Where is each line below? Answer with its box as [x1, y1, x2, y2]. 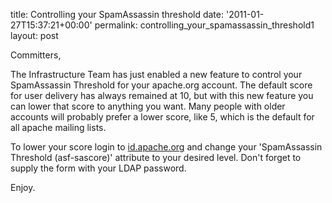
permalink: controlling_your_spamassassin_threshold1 [94, 19, 315, 31]
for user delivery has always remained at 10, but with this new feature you [10, 90, 314, 101]
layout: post [10, 30, 59, 41]
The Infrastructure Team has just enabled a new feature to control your [10, 69, 303, 80]
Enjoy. [10, 182, 36, 193]
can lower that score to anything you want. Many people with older [10, 100, 286, 112]
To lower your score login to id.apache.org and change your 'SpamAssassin [10, 141, 323, 153]
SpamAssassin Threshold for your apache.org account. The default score [10, 79, 313, 91]
